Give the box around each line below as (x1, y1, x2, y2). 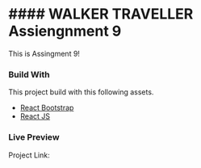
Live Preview (8, 132, 60, 143)
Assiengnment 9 (8, 22, 122, 40)
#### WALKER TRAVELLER (8, 5, 194, 23)
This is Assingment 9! (8, 48, 81, 58)
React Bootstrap (19, 103, 74, 113)
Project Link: (8, 150, 50, 160)
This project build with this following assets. (8, 87, 154, 97)
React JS (19, 111, 51, 121)
